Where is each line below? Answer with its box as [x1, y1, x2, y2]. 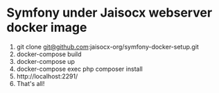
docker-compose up [16, 57, 76, 65]
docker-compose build [16, 50, 82, 58]
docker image [6, 19, 87, 35]
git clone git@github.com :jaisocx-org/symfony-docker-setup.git [16, 42, 199, 51]
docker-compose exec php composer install [16, 65, 143, 73]
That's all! [16, 79, 45, 87]
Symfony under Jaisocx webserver [6, 5, 213, 21]
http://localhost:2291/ [16, 71, 78, 81]
